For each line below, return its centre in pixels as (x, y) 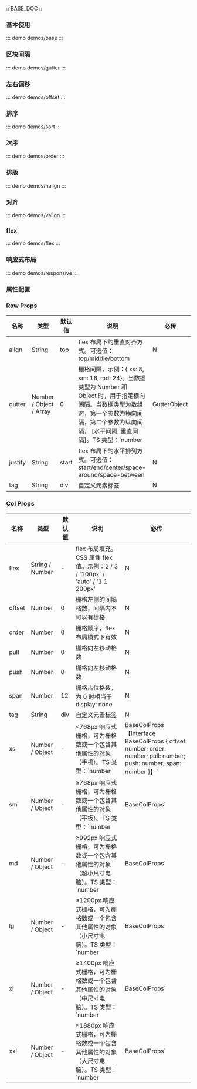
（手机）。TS (93, 762)
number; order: (145, 749)
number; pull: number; (155, 756)
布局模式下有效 (96, 637)
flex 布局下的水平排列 (108, 451)
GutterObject (170, 404)
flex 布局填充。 (96, 549)
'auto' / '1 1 (91, 582)
